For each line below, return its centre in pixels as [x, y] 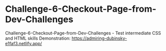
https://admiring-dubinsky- [99, 38]
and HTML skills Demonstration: [38, 38]
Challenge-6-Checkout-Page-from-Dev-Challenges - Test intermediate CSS [83, 33]
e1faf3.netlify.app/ [24, 43]
